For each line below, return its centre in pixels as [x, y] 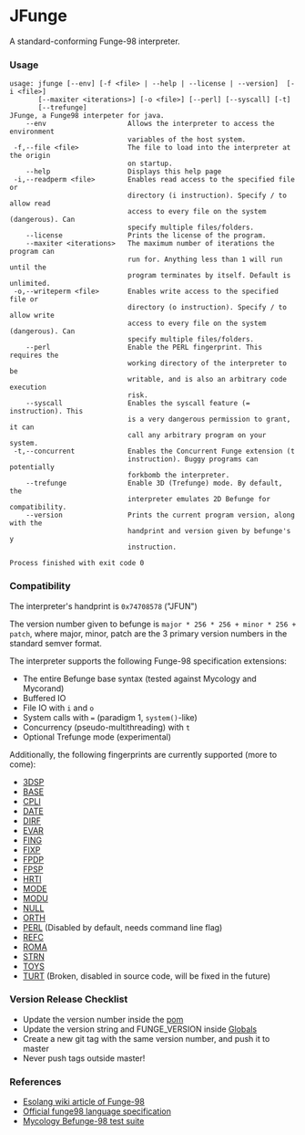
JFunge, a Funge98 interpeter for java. [87, 116]
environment [32, 132]
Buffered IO [44, 698]
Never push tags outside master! [84, 1058]
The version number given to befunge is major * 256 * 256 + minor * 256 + [153, 624]
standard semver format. [56, 643]
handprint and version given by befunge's [209, 531]
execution [28, 388]
